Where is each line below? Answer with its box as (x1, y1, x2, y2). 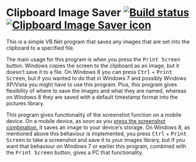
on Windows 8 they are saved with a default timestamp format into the (6, 93, 178, 101)
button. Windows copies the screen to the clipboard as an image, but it (6, 62, 179, 69)
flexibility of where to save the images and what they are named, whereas (6, 87, 187, 94)
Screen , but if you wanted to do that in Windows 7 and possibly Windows (6, 74, 187, 82)
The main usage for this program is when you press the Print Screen (6, 56, 181, 63)
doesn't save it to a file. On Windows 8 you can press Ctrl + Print (6, 68, 173, 75)
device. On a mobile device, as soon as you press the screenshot (6, 117, 166, 124)
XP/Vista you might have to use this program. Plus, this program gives (6, 80, 177, 88)
